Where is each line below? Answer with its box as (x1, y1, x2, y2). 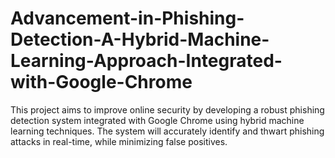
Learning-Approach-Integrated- (10, 50, 283, 72)
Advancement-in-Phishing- (10, 7, 245, 30)
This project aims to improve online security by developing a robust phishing (10, 103, 325, 116)
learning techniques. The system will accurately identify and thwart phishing (10, 125, 325, 137)
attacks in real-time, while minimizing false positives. (10, 135, 228, 147)
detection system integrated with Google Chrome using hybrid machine (10, 114, 305, 126)
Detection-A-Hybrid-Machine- (10, 28, 270, 51)
